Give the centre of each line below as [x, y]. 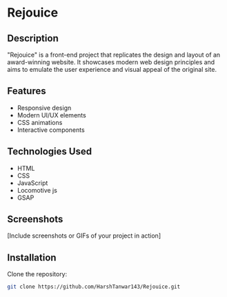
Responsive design [44, 108]
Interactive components [51, 130]
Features [27, 91]
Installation [32, 257]
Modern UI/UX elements [51, 115]
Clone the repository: [37, 274]
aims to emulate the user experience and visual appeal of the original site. [112, 69]
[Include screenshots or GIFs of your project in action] [84, 236]
